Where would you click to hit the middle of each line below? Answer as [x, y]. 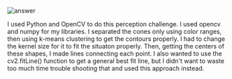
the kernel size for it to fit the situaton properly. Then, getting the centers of [116, 46]
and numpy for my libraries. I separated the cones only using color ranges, [115, 32]
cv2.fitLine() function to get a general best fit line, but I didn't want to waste [116, 61]
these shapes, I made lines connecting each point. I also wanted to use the [115, 53]
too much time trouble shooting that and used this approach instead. [106, 68]
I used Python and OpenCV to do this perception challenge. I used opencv [114, 24]
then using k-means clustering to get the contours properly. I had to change [116, 39]
